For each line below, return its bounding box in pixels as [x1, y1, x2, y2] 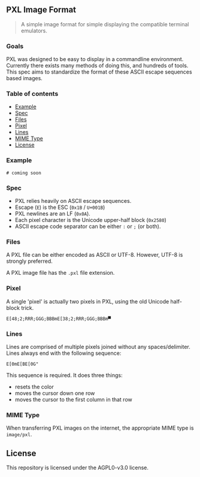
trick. [20, 304, 34, 311]
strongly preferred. [6, 257, 53, 265]
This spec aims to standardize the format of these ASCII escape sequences [6, 68, 193, 75]
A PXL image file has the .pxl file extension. [6, 269, 115, 277]
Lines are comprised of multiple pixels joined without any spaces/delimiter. [6, 343, 190, 350]
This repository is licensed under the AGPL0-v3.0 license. [6, 464, 149, 471]
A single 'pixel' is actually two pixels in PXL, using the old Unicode [6, 297, 169, 305]
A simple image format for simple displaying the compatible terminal [20, 20, 189, 28]
